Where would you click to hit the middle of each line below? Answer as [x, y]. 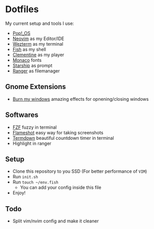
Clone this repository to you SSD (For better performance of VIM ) [80, 171]
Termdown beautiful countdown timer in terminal [63, 138]
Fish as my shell [29, 49]
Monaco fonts [27, 60]
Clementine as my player [38, 55]
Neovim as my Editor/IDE [38, 39]
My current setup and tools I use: [40, 23]
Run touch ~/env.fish [35, 182]
